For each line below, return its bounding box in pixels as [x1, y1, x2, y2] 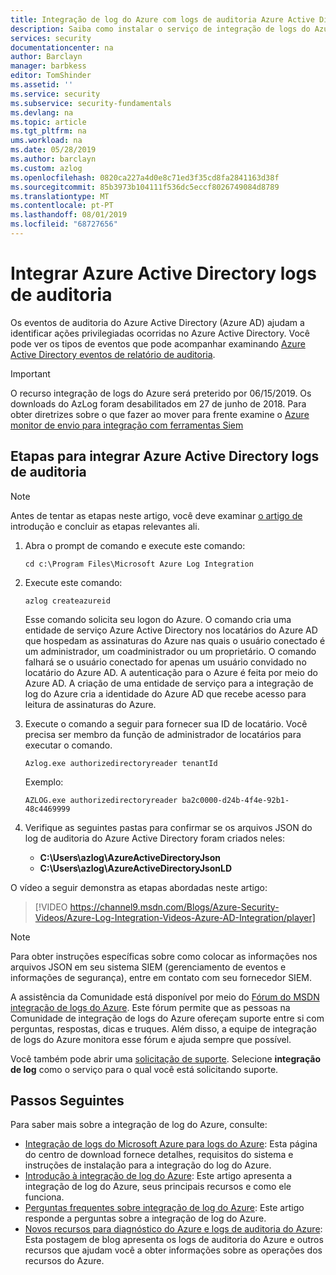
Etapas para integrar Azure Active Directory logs [10, 448, 320, 465]
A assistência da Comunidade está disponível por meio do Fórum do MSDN [10, 991, 320, 1003]
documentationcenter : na [10, 42, 114, 53]
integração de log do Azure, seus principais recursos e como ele [24, 1181, 292, 1193]
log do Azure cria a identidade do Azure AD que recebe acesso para [24, 687, 307, 700]
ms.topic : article [10, 117, 87, 127]
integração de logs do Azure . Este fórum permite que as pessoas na [10, 1001, 291, 1013]
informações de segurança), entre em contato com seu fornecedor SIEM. [10, 971, 312, 983]
